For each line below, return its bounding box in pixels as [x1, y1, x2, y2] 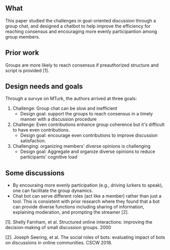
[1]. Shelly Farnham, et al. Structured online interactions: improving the [5, 219, 153, 225]
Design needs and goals [5, 82, 83, 91]
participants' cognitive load [20, 154, 78, 160]
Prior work [5, 48, 39, 57]
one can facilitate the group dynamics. [12, 188, 93, 194]
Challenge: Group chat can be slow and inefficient [12, 105, 118, 111]
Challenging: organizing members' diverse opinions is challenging [12, 143, 151, 149]
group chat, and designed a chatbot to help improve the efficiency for [5, 23, 151, 29]
